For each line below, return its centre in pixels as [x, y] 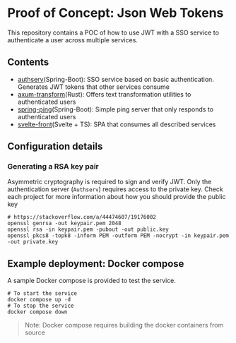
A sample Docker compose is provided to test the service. [92, 281]
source [35, 332]
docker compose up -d [39, 300]
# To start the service [42, 294]
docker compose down [38, 312]
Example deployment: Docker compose [96, 264]
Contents [28, 62]
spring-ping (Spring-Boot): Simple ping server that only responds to [116, 109]
